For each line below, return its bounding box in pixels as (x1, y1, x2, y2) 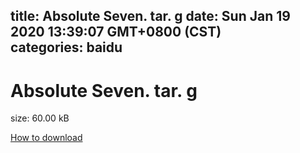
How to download (10, 132, 83, 144)
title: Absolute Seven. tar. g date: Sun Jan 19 (10, 8, 291, 25)
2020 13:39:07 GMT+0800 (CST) (10, 24, 222, 41)
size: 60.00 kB (10, 112, 70, 124)
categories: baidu (10, 39, 123, 56)
